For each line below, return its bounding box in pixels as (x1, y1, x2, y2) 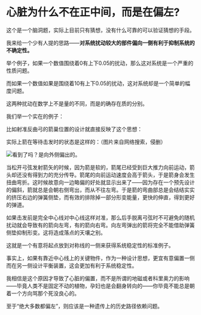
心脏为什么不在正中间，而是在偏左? (6, 5, 180, 19)
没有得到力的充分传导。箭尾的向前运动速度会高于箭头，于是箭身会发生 (22, 171, 195, 178)
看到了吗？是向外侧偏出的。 (12, 151, 81, 158)
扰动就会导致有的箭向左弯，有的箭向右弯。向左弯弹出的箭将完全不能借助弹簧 (6, 221, 195, 229)
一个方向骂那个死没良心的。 (11, 289, 80, 297)
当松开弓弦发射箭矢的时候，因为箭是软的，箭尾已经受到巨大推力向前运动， (6, 163, 190, 171)
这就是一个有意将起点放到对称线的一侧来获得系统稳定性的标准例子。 (6, 241, 174, 249)
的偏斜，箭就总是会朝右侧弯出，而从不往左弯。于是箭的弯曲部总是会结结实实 (6, 186, 195, 193)
